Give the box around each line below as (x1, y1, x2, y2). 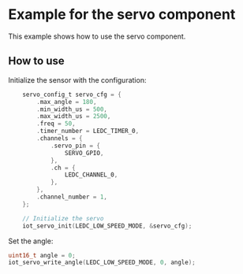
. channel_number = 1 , (36, 193, 108, 201)
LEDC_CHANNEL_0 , (64, 171, 118, 179)
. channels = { (36, 135, 83, 143)
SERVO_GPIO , (64, 149, 104, 157)
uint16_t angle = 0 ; (8, 251, 77, 259)
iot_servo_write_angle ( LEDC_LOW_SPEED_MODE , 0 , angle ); (8, 258, 196, 267)
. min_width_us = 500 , (36, 105, 108, 113)
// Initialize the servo (22, 214, 104, 222)
